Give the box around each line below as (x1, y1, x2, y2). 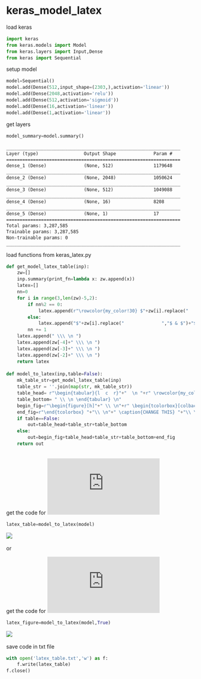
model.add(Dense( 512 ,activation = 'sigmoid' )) (6, 97, 119, 103)
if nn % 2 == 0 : (28, 301, 63, 307)
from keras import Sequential (6, 55, 82, 61)
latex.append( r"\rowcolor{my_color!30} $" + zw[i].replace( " (38, 307, 188, 314)
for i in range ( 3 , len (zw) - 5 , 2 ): (17, 295, 98, 301)
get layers (6, 121, 31, 128)
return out (17, 441, 44, 447)
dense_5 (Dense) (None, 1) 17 (6, 211, 160, 217)
